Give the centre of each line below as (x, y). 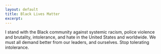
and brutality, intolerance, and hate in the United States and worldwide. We (80, 37)
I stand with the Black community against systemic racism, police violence (80, 32)
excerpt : (14, 18)
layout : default (22, 9)
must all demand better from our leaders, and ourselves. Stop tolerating (77, 42)
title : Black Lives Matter (33, 14)
